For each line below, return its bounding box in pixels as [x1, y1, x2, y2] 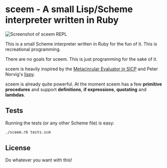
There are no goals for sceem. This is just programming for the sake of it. [5, 56, 158, 62]
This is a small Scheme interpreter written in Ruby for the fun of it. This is [5, 40, 157, 47]
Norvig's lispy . [5, 71, 35, 77]
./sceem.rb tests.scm [5, 130, 51, 135]
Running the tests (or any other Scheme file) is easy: [5, 120, 115, 126]
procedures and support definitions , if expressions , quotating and [5, 86, 147, 92]
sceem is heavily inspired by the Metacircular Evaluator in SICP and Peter [5, 66, 158, 72]
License [5, 144, 31, 152]
